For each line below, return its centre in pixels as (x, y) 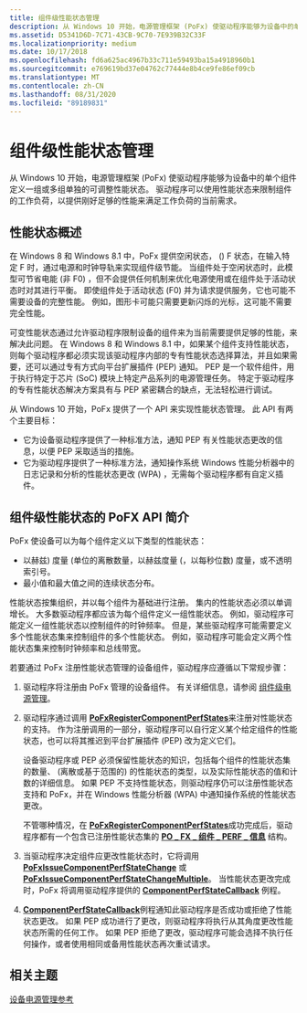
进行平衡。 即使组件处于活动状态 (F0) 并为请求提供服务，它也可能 (164, 290)
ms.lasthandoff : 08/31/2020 (63, 94)
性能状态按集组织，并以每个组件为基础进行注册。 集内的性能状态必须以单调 (151, 602)
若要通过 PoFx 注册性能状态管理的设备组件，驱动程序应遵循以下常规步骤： (149, 667)
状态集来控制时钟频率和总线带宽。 (81, 648)
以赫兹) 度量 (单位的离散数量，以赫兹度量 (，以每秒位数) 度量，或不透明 (157, 560)
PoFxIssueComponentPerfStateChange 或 (105, 867)
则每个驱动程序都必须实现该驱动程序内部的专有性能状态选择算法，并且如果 (149, 355)
